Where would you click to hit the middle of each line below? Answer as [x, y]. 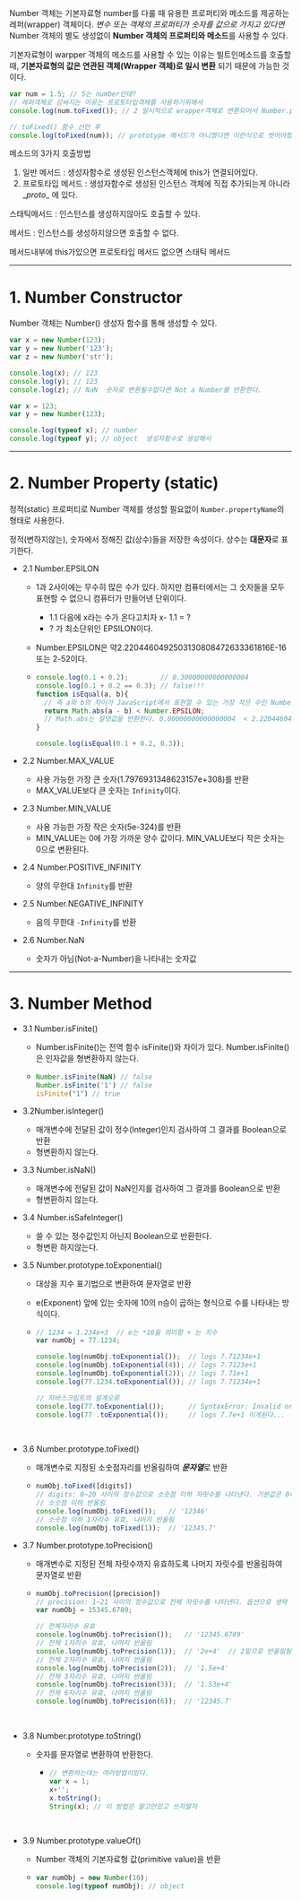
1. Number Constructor [96, 297]
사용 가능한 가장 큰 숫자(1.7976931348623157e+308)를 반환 [142, 779]
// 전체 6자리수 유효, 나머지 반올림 [94, 1693]
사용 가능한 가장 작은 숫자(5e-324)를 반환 [108, 827]
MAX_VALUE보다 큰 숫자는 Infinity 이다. [108, 790]
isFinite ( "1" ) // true [78, 1093]
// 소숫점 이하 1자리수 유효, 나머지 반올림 [105, 1519]
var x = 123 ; [34, 406]
